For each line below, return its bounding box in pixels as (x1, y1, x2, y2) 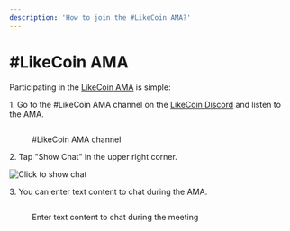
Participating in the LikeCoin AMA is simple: (9, 82, 171, 93)
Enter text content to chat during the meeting (32, 211, 199, 222)
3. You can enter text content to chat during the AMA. (9, 186, 208, 197)
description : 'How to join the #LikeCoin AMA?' (9, 13, 192, 22)
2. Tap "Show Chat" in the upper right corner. (9, 151, 177, 162)
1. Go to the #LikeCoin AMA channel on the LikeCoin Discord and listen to (9, 99, 282, 110)
